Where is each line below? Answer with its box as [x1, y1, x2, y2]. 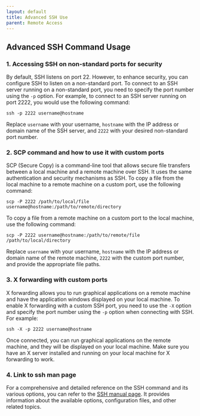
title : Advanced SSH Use [6, 14, 68, 20]
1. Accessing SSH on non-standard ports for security [6, 60, 162, 68]
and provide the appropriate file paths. [6, 261, 101, 268]
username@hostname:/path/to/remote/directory [6, 204, 121, 210]
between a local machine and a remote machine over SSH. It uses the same [6, 168, 192, 175]
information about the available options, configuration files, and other [6, 396, 177, 403]
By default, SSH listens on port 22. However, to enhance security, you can [6, 73, 188, 81]
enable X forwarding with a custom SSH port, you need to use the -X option [6, 302, 192, 309]
